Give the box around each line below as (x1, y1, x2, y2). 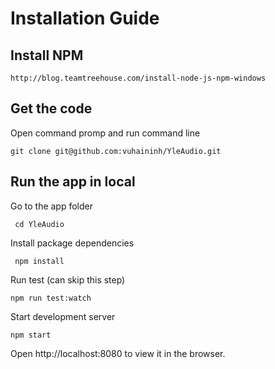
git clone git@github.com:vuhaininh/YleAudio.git (10, 146, 222, 156)
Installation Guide (10, 7, 160, 30)
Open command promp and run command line (10, 127, 201, 139)
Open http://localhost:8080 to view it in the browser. (10, 347, 226, 359)
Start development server (10, 310, 116, 322)
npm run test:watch (10, 293, 92, 303)
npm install (14, 256, 65, 266)
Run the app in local (10, 173, 136, 191)
